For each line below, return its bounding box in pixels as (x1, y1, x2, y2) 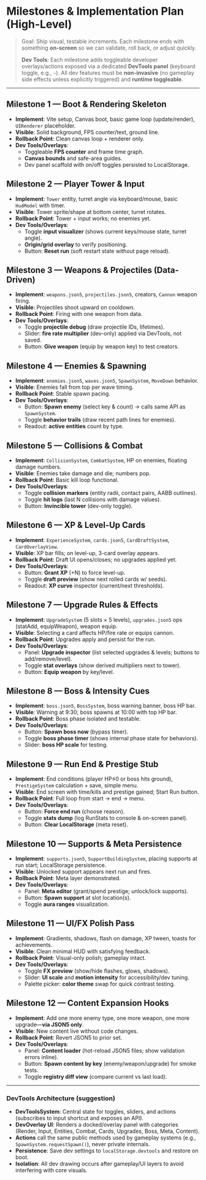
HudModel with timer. (15, 201, 66, 209)
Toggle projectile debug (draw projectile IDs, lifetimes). (24, 323, 165, 331)
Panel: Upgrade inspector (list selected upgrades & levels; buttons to (24, 648, 200, 656)
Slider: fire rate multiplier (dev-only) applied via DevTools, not (24, 330, 182, 337)
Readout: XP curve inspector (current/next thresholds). (24, 581, 164, 589)
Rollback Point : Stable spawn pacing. (15, 390, 110, 397)
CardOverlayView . (15, 543, 59, 550)
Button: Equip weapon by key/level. (24, 668, 115, 675)
